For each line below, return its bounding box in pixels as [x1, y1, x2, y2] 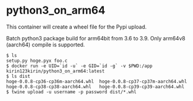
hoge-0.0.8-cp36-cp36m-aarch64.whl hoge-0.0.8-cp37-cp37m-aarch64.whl [6, 78, 187, 84]
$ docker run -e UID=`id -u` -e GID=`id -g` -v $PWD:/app [6, 63, 153, 69]
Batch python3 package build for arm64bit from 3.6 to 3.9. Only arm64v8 [6, 34, 186, 42]
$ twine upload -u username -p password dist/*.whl [6, 89, 137, 95]
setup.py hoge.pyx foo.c [6, 58, 68, 64]
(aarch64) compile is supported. [6, 41, 85, 48]
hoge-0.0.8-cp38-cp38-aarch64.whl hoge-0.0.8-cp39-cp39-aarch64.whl [6, 84, 185, 90]
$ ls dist [6, 73, 31, 79]
